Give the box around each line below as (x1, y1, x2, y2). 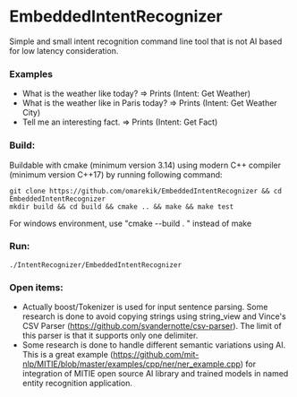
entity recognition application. (21, 378, 132, 389)
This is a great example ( (21, 350, 114, 360)
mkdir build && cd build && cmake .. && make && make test (9, 202, 234, 211)
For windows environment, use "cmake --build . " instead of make (9, 218, 252, 229)
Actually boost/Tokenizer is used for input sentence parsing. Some (21, 302, 268, 313)
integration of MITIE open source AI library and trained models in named (21, 368, 289, 379)
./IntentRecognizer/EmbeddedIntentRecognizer (9, 260, 182, 270)
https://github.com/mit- (113, 350, 199, 360)
